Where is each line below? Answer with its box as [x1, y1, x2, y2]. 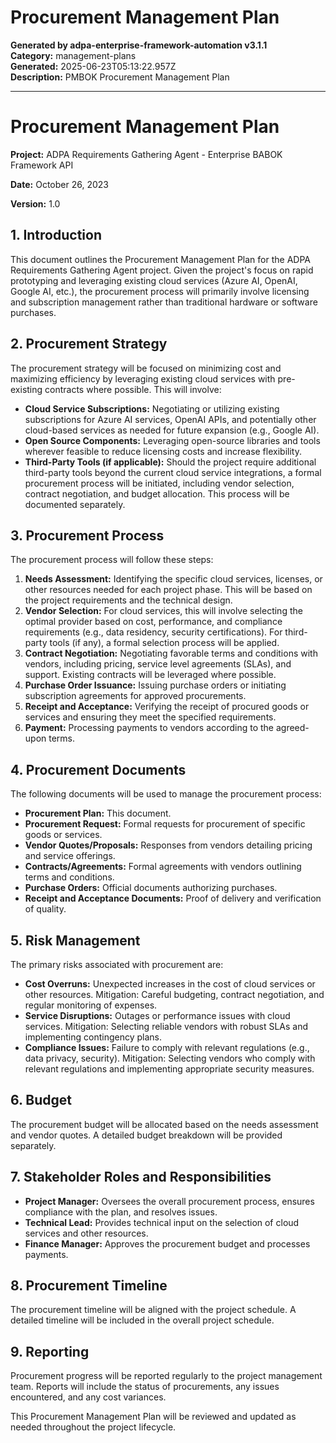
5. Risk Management [10, 932, 141, 949]
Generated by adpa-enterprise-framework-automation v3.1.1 [10, 39, 268, 51]
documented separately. [24, 498, 126, 510]
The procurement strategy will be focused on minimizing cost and [10, 362, 282, 374]
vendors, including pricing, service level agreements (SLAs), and [24, 658, 292, 670]
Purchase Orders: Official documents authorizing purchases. [24, 882, 278, 894]
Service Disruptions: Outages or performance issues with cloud [24, 1009, 291, 1021]
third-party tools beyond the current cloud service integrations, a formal [24, 466, 322, 478]
